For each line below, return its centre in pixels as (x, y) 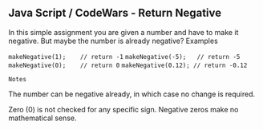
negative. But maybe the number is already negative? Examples (113, 41)
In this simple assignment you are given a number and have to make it (123, 32)
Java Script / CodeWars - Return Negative (115, 13)
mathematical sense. (42, 118)
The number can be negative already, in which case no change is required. (131, 94)
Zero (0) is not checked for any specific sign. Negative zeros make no (123, 109)
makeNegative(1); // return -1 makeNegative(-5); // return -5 (124, 57)
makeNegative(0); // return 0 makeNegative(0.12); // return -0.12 (128, 65)
